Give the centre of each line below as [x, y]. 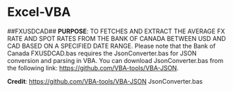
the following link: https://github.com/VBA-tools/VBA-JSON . [93, 68]
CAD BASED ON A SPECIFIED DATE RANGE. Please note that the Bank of [111, 46]
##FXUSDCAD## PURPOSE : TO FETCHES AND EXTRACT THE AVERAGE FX [116, 31]
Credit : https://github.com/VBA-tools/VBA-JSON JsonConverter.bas [105, 81]
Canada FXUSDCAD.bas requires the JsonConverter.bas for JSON [102, 53]
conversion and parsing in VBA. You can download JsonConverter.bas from [115, 60]
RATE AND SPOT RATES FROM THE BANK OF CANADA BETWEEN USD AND [116, 38]
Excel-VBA [39, 12]
